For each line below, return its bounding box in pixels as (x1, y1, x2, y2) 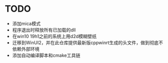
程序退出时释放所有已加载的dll (12, 26, 76, 33)
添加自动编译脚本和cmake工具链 (12, 52, 80, 58)
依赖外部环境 (12, 46, 39, 52)
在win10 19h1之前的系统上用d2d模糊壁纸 (12, 33, 97, 39)
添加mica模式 (12, 20, 41, 26)
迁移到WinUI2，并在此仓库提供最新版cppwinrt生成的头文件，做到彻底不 (12, 39, 163, 46)
